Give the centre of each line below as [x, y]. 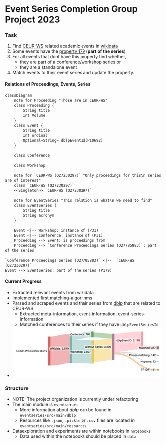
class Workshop [30, 165]
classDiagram [19, 95]
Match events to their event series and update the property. [73, 73]
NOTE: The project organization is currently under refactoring [75, 399]
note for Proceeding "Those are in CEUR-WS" [61, 100]
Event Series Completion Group [71, 9]
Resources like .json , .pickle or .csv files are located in [77, 420]
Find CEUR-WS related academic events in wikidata [65, 46]
